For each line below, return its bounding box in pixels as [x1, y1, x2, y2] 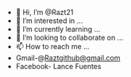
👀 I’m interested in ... [15, 16, 83, 25]
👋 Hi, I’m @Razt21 [15, 8, 74, 17]
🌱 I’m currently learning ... [15, 25, 101, 33]
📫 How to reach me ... [15, 42, 90, 51]
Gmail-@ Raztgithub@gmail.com [15, 53, 121, 63]
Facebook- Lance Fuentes [15, 62, 102, 71]
